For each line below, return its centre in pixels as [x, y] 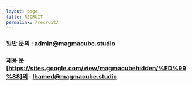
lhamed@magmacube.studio [75, 77]
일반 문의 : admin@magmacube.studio [61, 44]
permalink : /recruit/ [32, 22]
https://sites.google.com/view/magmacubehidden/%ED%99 [97, 69]
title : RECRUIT [25, 17]
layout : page [22, 11]
